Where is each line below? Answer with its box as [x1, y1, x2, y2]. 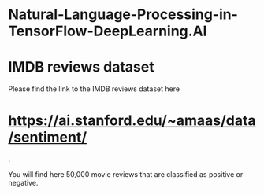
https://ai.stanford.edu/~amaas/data [8, 112, 256, 130]
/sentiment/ [8, 128, 87, 146]
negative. [8, 178, 39, 188]
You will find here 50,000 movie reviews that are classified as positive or [8, 170, 244, 179]
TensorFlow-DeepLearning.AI [8, 22, 207, 40]
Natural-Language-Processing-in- [8, 6, 239, 24]
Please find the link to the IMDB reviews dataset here [8, 84, 180, 94]
